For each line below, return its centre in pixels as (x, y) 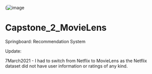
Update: (13, 51)
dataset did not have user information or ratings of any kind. (67, 66)
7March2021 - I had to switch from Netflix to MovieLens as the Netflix (76, 61)
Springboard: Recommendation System (45, 41)
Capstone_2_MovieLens (56, 28)
